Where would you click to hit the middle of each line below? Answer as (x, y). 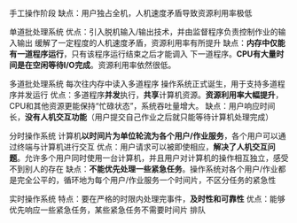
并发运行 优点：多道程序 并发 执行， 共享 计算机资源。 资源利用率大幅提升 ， (150, 95)
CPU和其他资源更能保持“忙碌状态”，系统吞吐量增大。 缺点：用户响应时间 (142, 106)
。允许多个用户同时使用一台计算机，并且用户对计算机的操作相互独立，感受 (153, 158)
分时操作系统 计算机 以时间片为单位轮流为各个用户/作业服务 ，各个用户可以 (144, 136)
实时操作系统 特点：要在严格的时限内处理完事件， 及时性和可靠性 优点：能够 (147, 199)
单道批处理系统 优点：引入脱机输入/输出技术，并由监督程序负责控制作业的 (144, 32)
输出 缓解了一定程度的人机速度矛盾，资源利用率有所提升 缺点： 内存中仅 (147, 43)
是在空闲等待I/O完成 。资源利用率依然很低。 (96, 65)
